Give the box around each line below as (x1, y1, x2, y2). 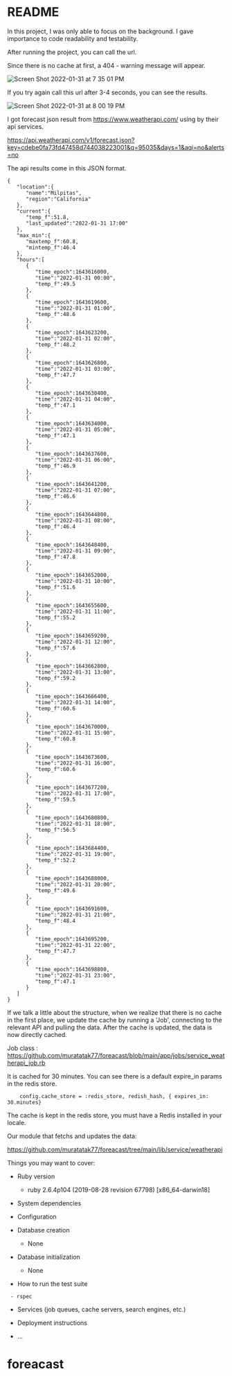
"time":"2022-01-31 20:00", (35, 881, 116, 888)
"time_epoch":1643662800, (35, 663, 110, 670)
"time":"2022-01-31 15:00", (35, 729, 116, 736)
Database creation (17, 1226, 71, 1234)
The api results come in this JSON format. (7, 164, 127, 172)
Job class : (7, 1044, 38, 1052)
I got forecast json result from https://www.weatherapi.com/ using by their (7, 115, 220, 123)
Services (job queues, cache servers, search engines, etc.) (17, 1305, 186, 1314)
